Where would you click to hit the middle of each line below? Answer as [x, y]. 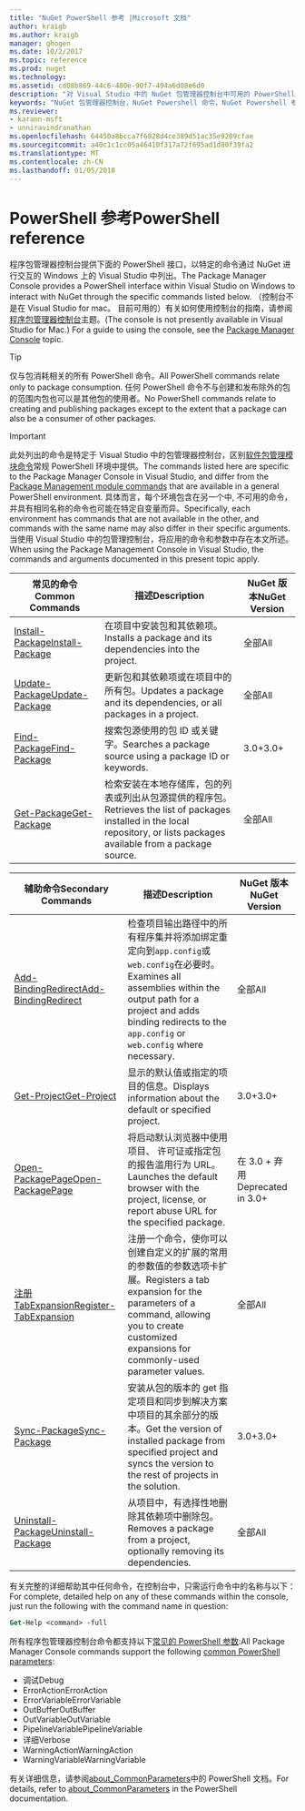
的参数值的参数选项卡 [173, 1267]
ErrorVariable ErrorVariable [72, 1700]
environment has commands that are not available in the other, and [134, 519]
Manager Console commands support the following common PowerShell [145, 1652]
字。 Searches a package [157, 745]
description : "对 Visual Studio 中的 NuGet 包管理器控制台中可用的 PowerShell [152, 94]
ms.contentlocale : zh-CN [56, 162]
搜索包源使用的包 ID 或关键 [161, 731]
